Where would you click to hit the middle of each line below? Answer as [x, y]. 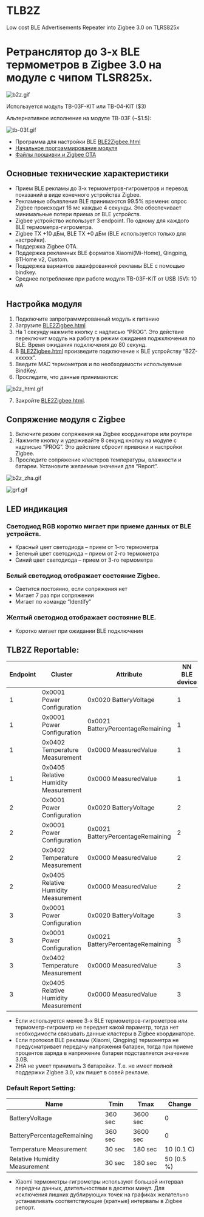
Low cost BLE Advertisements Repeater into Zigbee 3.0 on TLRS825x [93, 27]
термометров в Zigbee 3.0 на [84, 65]
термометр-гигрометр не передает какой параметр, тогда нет [97, 1028]
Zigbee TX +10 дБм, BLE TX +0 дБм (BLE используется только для [100, 233]
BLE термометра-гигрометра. [54, 227]
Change [179, 1104]
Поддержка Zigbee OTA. [46, 246]
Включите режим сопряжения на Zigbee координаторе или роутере [104, 434]
